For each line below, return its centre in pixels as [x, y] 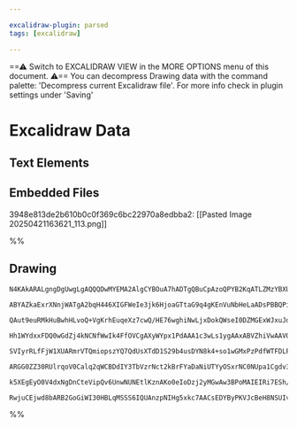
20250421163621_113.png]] [58, 223]
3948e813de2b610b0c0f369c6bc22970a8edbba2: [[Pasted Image [131, 214]
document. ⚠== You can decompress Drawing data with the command [138, 75]
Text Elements [49, 163]
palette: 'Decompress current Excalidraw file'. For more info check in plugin [146, 85]
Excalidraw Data [70, 130]
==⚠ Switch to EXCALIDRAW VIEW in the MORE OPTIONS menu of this [139, 66]
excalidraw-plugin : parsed [59, 25]
